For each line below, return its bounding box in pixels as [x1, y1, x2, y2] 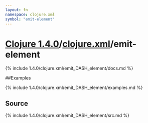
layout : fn [5, 7, 28, 12]
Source [5, 99, 29, 107]
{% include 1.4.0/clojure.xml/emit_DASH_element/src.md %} [5, 112, 129, 118]
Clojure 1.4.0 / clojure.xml [5, 38, 110, 49]
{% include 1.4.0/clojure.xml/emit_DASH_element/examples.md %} [5, 84, 143, 90]
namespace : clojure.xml [5, 12, 55, 17]
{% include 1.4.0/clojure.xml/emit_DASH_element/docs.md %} [5, 65, 133, 71]
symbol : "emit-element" [5, 16, 55, 21]
